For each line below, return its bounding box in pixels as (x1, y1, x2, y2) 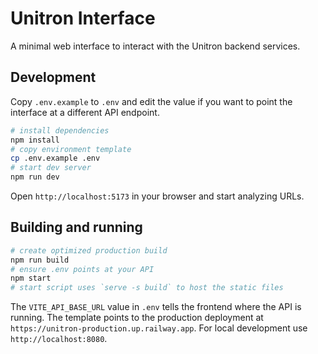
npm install (10, 135, 60, 145)
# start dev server (10, 163, 92, 173)
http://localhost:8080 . (10, 333, 108, 345)
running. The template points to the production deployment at (10, 312, 264, 324)
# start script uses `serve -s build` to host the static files (10, 283, 284, 293)
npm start (10, 273, 52, 284)
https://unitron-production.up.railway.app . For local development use (10, 322, 308, 334)
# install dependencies (10, 125, 110, 136)
